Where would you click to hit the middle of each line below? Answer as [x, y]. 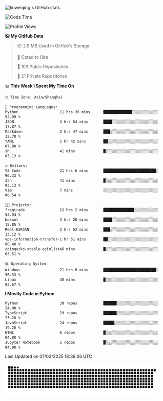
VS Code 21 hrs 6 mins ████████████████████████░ [82, 171]
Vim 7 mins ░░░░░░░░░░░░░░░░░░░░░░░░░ [82, 190]
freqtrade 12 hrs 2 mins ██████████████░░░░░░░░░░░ [82, 210]
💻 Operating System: [27, 264]
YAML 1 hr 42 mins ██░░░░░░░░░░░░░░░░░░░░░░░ [82, 142]
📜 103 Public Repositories [42, 67]
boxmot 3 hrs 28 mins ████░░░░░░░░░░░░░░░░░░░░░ [82, 220]
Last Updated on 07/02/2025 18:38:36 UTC [49, 356]
